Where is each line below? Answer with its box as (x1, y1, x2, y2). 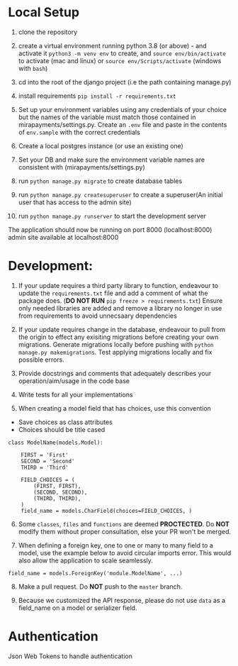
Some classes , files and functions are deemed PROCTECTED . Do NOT (18, 519, 229, 528)
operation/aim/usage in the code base (18, 377, 130, 385)
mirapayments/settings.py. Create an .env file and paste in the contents (18, 120, 227, 128)
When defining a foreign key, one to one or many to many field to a (18, 540, 213, 550)
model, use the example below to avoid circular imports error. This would (18, 548, 232, 557)
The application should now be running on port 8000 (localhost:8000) (8, 225, 212, 234)
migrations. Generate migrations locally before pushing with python (18, 340, 214, 348)
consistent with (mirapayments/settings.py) (18, 162, 146, 171)
